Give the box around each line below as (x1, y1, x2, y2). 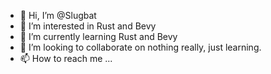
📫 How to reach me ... (19, 53, 113, 64)
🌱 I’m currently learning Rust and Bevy (19, 31, 178, 42)
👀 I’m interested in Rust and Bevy (19, 20, 157, 32)
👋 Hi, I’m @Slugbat (19, 10, 97, 21)
